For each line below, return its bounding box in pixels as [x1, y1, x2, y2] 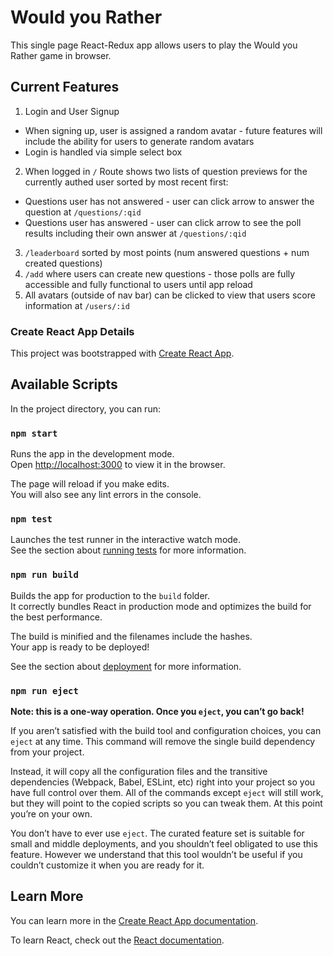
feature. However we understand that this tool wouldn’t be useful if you [10, 849, 303, 861]
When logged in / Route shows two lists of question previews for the [24, 165, 308, 177]
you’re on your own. [10, 808, 93, 820]
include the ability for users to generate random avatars [24, 135, 255, 147]
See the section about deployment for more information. [10, 660, 242, 672]
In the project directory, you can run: [10, 402, 161, 415]
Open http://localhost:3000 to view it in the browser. [10, 459, 226, 471]
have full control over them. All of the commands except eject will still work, [10, 787, 324, 799]
